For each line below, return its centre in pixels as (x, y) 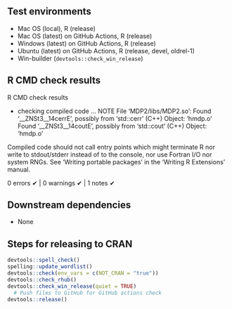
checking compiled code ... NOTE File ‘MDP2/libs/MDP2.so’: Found (114, 111)
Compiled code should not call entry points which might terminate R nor (111, 147)
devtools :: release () (38, 299)
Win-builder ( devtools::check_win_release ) (80, 58)
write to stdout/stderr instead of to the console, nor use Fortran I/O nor (110, 154)
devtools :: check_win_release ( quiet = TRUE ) (72, 286)
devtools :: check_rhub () (42, 280)
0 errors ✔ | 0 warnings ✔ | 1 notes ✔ (61, 183)
